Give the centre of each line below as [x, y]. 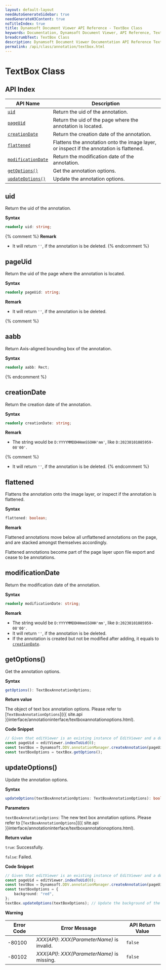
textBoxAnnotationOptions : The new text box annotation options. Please [78, 817]
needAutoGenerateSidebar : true [37, 14]
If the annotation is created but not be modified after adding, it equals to [85, 639]
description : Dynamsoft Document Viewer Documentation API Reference [78, 42]
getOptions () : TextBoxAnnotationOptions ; [48, 690]
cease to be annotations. [30, 557]
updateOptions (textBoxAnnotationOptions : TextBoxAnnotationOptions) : [78, 798]
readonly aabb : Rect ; [27, 367]
